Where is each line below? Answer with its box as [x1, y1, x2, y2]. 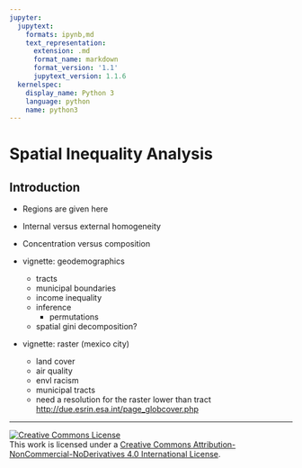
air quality [35, 365, 74, 376]
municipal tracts [35, 384, 96, 396]
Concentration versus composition [22, 238, 151, 249]
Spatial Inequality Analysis [9, 144, 213, 165]
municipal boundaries [35, 283, 117, 293]
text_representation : [25, 38, 106, 48]
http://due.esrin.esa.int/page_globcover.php [35, 404, 200, 415]
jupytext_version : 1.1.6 [32, 72, 127, 81]
